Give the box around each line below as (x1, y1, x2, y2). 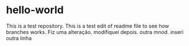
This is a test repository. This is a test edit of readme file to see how (6, 22, 170, 29)
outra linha (6, 34, 32, 41)
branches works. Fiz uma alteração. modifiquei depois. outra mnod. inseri (6, 28, 184, 35)
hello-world (6, 3, 64, 17)
